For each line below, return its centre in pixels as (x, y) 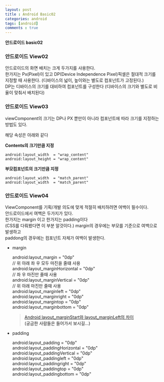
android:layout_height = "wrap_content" (47, 159)
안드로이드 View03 (27, 107)
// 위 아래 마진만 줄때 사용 (36, 286)
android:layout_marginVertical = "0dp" (51, 280)
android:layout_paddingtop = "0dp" (48, 369)
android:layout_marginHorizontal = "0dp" (54, 269)
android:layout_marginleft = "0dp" (46, 292)
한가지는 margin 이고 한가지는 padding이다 (47, 220)
